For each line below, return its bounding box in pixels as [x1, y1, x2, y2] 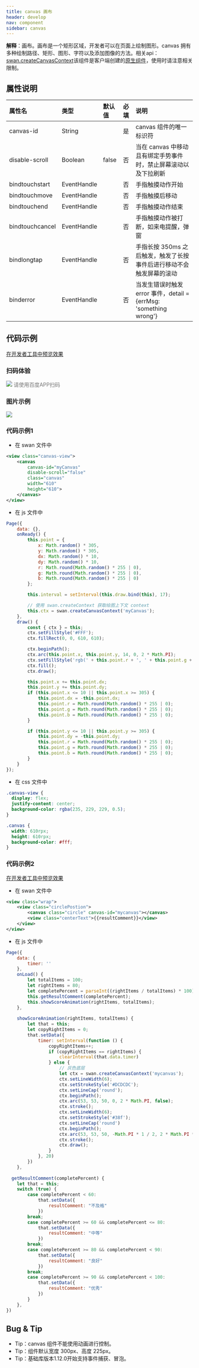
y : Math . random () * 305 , [37, 548, 99, 554]
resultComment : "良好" [48, 1258, 103, 1264]
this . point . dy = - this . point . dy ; [37, 734, 120, 740]
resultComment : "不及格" [48, 1203, 107, 1209]
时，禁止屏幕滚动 [135, 160, 184, 169]
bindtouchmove [9, 191, 53, 200]
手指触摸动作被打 [135, 214, 184, 222]
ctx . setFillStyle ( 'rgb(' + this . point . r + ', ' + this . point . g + [27, 657, 192, 663]
